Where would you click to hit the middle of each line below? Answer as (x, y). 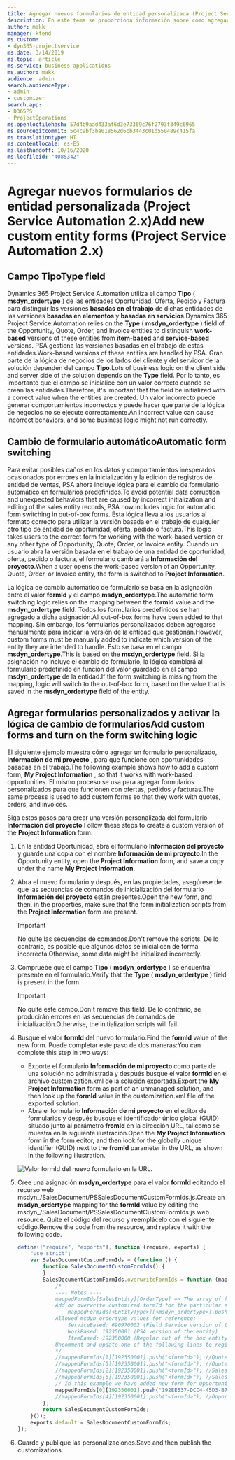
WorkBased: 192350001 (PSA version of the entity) (143, 1331)
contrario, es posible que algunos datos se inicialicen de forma (108, 946)
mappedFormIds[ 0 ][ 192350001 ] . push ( (107, 1390)
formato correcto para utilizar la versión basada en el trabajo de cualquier (113, 521)
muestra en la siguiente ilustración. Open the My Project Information (126, 1133)
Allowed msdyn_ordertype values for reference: (126, 1319)
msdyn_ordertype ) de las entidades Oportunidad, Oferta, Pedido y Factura (116, 301)
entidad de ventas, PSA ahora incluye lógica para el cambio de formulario (113, 484)
